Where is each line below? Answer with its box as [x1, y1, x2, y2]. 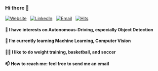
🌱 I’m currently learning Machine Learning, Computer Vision [5, 38, 131, 44]
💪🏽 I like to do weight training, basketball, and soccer [5, 49, 116, 55]
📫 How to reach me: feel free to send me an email [5, 61, 110, 67]
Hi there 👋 [5, 4, 30, 11]
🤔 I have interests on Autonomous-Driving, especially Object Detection [5, 26, 154, 32]
